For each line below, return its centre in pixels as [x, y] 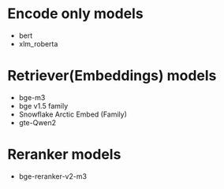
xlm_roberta [38, 43]
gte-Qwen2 [37, 122]
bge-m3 [32, 97]
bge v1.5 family [43, 106]
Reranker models [64, 155]
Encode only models [75, 14]
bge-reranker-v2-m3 [53, 176]
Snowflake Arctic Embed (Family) [73, 114]
